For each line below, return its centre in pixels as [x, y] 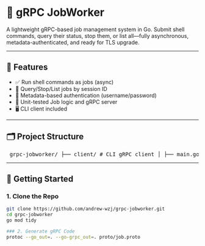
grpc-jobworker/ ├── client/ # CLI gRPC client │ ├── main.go [104, 154]
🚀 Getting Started [40, 179]
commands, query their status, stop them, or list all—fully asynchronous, [98, 35]
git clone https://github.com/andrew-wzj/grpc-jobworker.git [86, 209]
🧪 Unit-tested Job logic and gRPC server [66, 102]
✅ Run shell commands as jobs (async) [64, 82]
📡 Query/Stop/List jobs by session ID [61, 89]
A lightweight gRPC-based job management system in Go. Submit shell [95, 29]
